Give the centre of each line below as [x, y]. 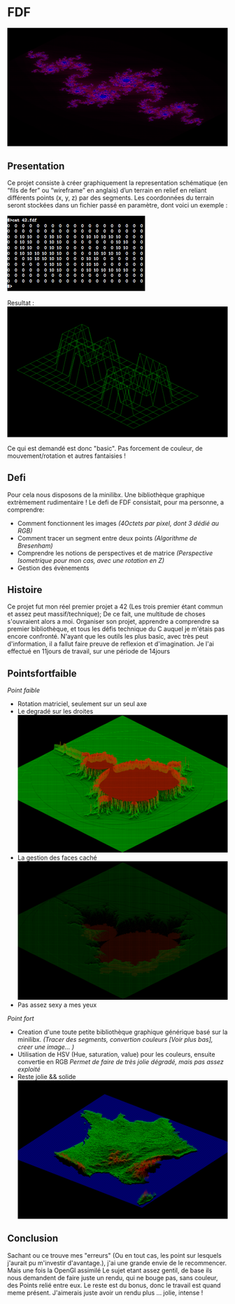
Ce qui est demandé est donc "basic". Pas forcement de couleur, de [105, 448]
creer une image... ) [46, 1047]
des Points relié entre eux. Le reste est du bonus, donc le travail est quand [114, 1285]
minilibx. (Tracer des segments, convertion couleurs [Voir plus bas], [115, 1040]
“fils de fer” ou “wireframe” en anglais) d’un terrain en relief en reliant [107, 190]
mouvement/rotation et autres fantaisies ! [66, 456]
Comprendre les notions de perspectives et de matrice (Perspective [115, 553]
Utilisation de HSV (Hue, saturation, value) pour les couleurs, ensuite [116, 1054]
